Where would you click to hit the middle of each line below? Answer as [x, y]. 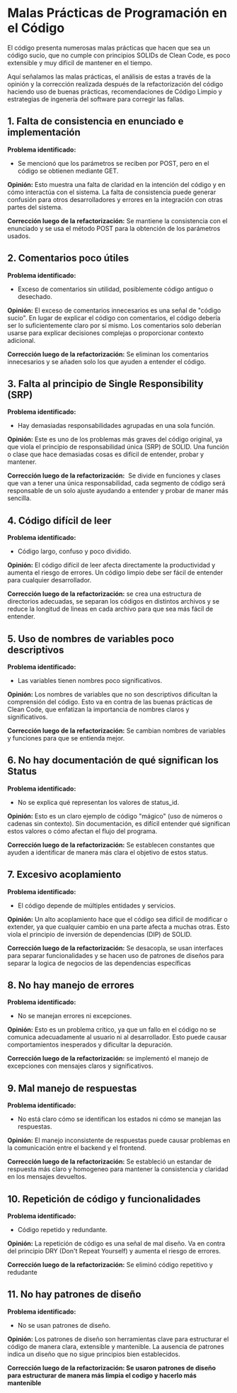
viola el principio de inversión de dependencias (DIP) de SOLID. [100, 934]
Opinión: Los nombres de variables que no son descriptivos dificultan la [112, 694]
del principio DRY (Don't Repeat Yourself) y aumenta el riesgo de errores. [114, 1251]
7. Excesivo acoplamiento [64, 875]
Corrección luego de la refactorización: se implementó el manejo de [108, 1059]
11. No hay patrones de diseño [74, 1295]
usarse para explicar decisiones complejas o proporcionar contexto [105, 333]
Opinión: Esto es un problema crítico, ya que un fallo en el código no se [112, 1030]
